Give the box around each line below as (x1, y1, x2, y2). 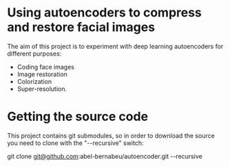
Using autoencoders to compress (7, 5, 202, 21)
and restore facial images (7, 19, 156, 35)
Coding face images (17, 63, 74, 71)
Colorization (17, 77, 52, 85)
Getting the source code (7, 109, 149, 124)
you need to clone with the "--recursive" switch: (7, 139, 144, 147)
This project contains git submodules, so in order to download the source (7, 131, 215, 140)
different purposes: (7, 49, 62, 58)
